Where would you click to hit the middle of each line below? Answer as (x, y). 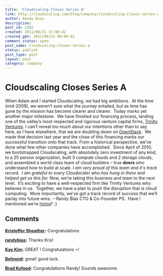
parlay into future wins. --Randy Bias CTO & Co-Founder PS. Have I (73, 199)
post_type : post (21, 54)
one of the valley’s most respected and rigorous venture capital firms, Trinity (81, 122)
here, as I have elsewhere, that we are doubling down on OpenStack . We (78, 132)
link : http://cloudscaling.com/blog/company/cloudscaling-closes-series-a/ (83, 14)
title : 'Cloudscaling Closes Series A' (45, 9)
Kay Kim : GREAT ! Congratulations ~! (42, 249)
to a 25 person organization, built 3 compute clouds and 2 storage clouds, (79, 157)
